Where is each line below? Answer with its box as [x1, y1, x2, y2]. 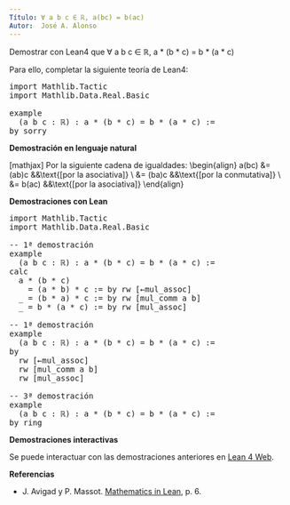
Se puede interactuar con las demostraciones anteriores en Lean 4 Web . [9, 451, 275, 462]
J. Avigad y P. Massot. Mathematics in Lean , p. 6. [21, 485, 202, 496]
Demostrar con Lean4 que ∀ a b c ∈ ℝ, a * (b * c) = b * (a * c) [9, 46, 235, 57]
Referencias [9, 469, 55, 479]
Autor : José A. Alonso [9, 21, 98, 30]
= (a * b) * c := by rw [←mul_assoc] [27, 284, 192, 294]
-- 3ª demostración [9, 390, 94, 401]
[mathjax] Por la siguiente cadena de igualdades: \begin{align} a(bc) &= [9, 159, 271, 170]
